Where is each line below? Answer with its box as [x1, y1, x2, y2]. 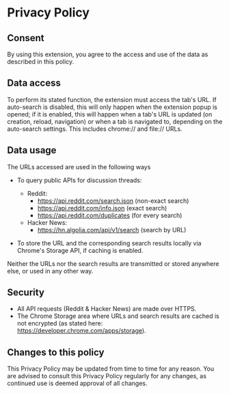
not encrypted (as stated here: [16, 319, 103, 328]
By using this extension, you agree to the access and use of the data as [7, 50, 208, 58]
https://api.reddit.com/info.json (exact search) [37, 204, 167, 212]
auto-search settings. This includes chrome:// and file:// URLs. [7, 125, 183, 133]
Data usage [7, 145, 57, 156]
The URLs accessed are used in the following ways [7, 162, 151, 171]
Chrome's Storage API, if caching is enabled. [16, 246, 144, 254]
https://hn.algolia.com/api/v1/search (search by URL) [37, 225, 187, 234]
